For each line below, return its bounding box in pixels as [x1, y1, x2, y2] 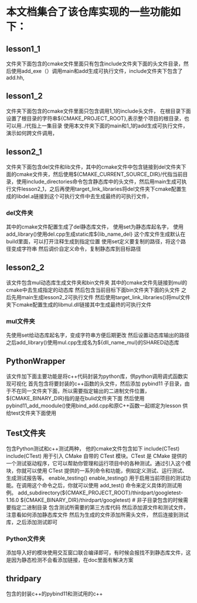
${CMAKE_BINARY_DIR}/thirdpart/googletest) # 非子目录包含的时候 [20, 496, 184, 503]
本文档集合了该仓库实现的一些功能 [6, 5, 171, 19]
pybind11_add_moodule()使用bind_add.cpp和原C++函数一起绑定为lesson [6, 402, 182, 409]
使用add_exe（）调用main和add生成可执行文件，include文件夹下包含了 [11, 68, 183, 74]
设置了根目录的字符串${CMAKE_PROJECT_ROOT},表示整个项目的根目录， [6, 115, 185, 122]
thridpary [6, 574, 42, 584]
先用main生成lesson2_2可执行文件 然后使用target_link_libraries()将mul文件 [11, 293, 191, 300]
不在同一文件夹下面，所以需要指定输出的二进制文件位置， [11, 387, 150, 394]
